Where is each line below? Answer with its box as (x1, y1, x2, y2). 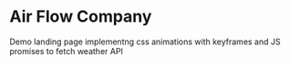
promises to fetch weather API (9, 45, 123, 56)
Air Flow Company (9, 6, 152, 27)
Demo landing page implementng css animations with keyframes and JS (9, 36, 281, 47)
